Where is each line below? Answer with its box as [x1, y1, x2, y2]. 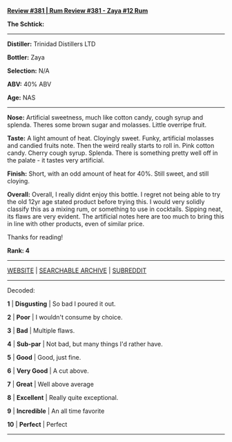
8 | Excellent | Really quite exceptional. [7, 394, 119, 401]
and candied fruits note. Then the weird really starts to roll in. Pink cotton [7, 142, 215, 149]
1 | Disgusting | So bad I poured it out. [7, 300, 116, 308]
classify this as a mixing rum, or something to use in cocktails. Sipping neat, [7, 205, 223, 213]
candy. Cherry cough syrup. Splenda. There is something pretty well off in [7, 149, 218, 157]
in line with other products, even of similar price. [7, 220, 145, 228]
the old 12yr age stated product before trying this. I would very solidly [7, 198, 205, 205]
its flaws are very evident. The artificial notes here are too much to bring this [7, 212, 224, 221]
